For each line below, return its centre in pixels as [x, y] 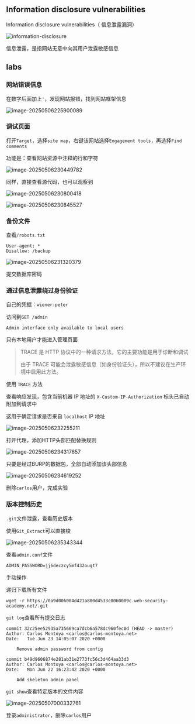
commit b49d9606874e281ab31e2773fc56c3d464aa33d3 [68, 659]
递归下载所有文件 [27, 589]
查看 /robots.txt [26, 235]
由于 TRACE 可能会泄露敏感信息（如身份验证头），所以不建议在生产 [100, 365]
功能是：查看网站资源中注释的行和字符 [52, 158]
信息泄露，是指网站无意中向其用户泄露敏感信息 [62, 48]
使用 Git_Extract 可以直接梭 [39, 531]
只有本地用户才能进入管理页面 [42, 339]
